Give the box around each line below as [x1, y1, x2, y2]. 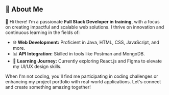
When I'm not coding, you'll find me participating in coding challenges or [5, 73, 158, 79]
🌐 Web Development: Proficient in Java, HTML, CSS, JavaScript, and [12, 39, 159, 45]
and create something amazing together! [5, 84, 91, 90]
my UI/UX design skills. [12, 63, 62, 69]
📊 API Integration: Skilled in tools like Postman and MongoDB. [12, 50, 145, 56]
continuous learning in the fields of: [5, 29, 80, 36]
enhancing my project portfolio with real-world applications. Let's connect [5, 78, 161, 84]
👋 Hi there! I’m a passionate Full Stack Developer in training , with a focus [5, 18, 160, 24]
